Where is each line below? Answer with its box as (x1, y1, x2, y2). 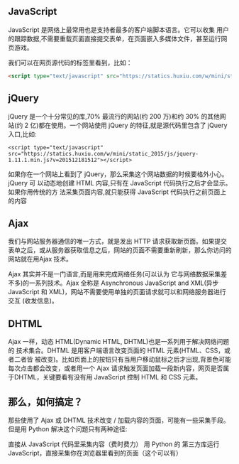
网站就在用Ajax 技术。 (8, 255, 73, 264)
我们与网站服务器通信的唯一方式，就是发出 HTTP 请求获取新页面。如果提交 (8, 237, 228, 246)
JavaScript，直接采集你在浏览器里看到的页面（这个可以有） (8, 448, 183, 457)
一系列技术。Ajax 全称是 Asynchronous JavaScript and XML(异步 (28, 279, 219, 287)
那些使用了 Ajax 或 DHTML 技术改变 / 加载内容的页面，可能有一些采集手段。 (8, 416, 230, 424)
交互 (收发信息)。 (8, 296, 59, 305)
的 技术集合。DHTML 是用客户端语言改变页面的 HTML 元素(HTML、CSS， (8, 346, 225, 355)
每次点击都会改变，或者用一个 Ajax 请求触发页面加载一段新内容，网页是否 (8, 364, 223, 372)
